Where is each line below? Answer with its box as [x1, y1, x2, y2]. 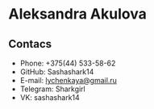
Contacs [8, 37, 52, 51]
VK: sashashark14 [19, 93, 81, 102]
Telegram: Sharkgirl [19, 84, 86, 94]
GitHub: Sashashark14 [19, 67, 94, 77]
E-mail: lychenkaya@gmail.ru [19, 76, 117, 85]
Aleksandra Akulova [8, 5, 147, 23]
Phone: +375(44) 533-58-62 [19, 58, 116, 68]
